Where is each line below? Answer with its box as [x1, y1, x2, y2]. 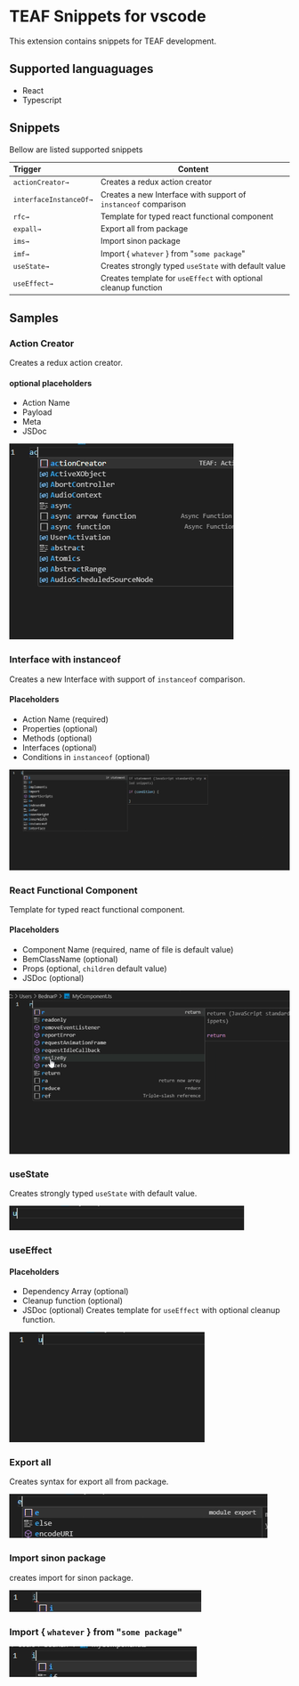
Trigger [12, 164, 42, 174]
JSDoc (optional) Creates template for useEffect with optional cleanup [21, 1305, 280, 1316]
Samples [9, 310, 60, 326]
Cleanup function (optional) [21, 1295, 123, 1306]
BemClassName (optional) [21, 954, 118, 965]
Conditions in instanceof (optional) [21, 751, 150, 762]
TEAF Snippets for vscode [9, 6, 206, 27]
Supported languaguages [9, 61, 154, 77]
